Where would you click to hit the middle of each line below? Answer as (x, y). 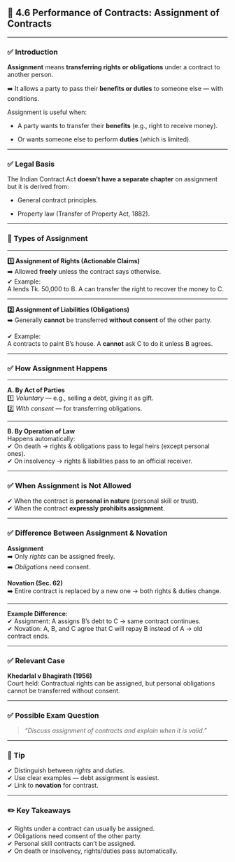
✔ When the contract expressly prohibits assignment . (86, 508)
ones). (16, 453)
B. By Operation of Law (41, 431)
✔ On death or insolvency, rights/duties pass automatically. (92, 851)
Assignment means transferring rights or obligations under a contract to (114, 67)
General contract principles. (57, 200)
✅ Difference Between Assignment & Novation (87, 533)
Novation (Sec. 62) (35, 583)
